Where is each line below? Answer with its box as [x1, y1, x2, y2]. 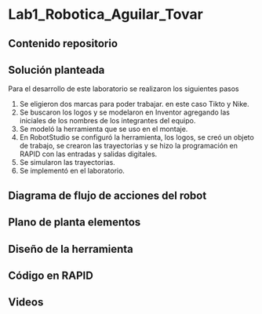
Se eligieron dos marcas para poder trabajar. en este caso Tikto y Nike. [19, 100, 249, 109]
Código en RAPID [8, 268, 94, 282]
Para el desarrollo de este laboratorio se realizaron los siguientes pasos [8, 84, 239, 93]
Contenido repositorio [8, 37, 118, 50]
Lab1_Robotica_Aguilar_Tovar [8, 5, 204, 24]
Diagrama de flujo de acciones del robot [8, 188, 207, 202]
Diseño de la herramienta [8, 242, 133, 256]
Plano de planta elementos [8, 216, 141, 229]
